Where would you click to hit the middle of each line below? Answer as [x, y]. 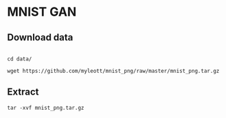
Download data [40, 37]
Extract [23, 92]
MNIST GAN [42, 12]
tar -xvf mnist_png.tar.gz [46, 108]
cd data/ [20, 59]
